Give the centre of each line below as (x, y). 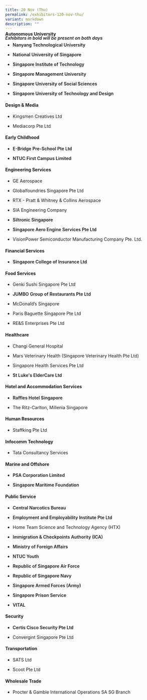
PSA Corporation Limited (39, 475)
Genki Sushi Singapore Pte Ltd (44, 284)
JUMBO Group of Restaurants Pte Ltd (52, 294)
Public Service (21, 496)
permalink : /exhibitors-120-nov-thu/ (45, 15)
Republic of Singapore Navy (42, 576)
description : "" (22, 24)
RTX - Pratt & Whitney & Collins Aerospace (57, 201)
